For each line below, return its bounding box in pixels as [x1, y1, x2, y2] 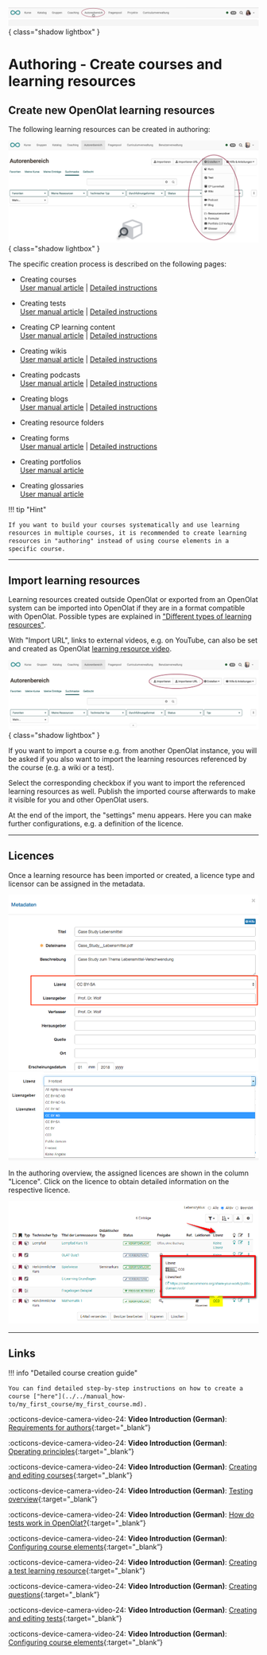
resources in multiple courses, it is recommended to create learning [8, 529, 247, 537]
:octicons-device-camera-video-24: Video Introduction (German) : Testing [8, 1486, 253, 1495]
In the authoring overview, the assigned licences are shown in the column [8, 1168, 249, 1178]
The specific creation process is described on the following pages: [8, 258, 227, 269]
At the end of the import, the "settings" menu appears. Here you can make [8, 810, 252, 820]
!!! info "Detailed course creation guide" [8, 1368, 138, 1377]
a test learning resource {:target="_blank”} [8, 1566, 145, 1575]
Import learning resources [8, 574, 141, 588]
